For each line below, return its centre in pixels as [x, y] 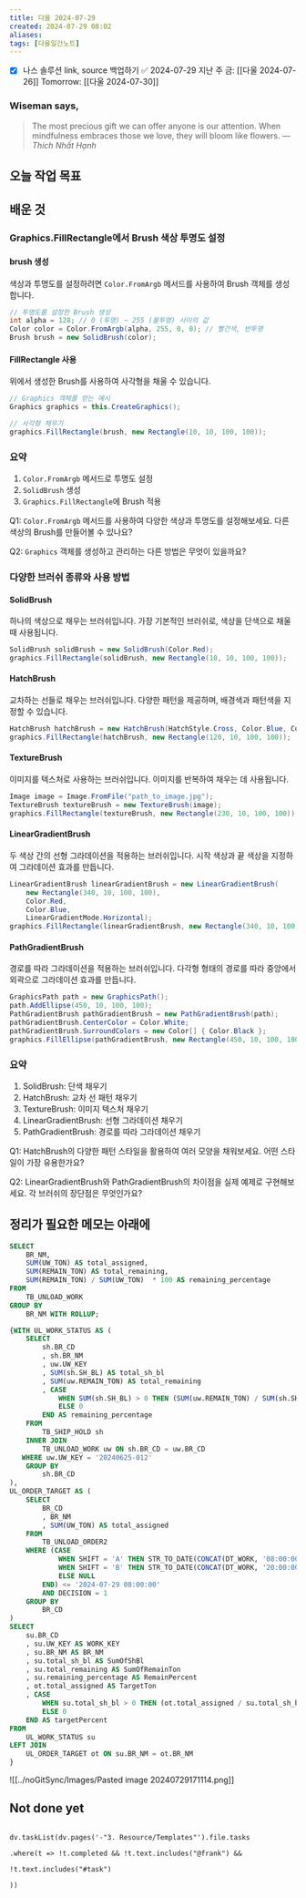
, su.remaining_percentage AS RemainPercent [112, 1677]
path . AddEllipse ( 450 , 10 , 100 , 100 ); [81, 1006]
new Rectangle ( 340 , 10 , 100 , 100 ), [93, 893]
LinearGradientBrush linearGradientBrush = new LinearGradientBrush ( [144, 884]
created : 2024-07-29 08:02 [61, 26]
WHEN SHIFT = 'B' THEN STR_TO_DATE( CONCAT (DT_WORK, [158, 1568]
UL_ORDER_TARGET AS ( [51, 1492]
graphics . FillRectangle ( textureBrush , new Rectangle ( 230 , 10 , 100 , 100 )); [154, 813]
